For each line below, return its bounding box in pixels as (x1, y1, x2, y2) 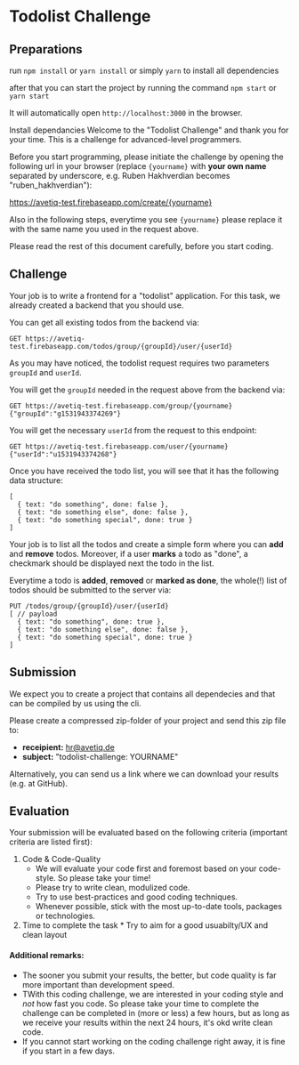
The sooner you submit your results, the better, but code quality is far (21, 970, 278, 980)
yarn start (9, 92, 50, 101)
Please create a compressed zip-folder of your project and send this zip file (9, 714, 287, 726)
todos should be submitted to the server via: (9, 585, 172, 595)
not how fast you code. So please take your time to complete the (21, 998, 260, 1009)
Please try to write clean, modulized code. (35, 883, 190, 893)
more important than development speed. (21, 979, 175, 989)
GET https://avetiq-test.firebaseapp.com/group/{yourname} (9, 401, 233, 410)
